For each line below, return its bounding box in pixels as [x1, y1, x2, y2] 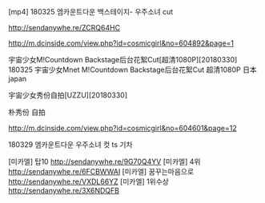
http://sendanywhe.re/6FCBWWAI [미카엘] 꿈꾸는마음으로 [8, 167, 195, 176]
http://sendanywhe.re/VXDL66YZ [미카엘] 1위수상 [8, 177, 170, 186]
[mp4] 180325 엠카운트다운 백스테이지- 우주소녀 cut [8, 7, 174, 16]
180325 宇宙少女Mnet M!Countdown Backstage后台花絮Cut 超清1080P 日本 [8, 65, 258, 74]
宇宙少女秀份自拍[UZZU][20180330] [8, 90, 128, 100]
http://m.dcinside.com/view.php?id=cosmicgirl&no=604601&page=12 [8, 123, 238, 133]
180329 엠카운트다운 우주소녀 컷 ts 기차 [8, 140, 134, 149]
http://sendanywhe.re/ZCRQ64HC [8, 23, 121, 32]
